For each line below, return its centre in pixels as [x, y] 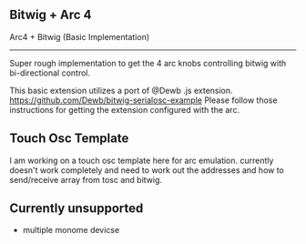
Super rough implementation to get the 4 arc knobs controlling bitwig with [148, 63]
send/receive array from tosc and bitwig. [86, 179]
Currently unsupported [76, 208]
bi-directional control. [50, 73]
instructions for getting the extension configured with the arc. [124, 109]
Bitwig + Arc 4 [51, 15]
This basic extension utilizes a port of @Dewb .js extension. [122, 90]
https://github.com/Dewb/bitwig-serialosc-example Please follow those [143, 100]
